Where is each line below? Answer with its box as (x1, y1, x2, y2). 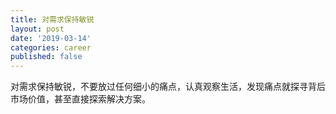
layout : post (10, 24, 65, 34)
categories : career (10, 42, 92, 53)
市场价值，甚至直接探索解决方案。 (10, 93, 151, 105)
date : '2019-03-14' (10, 33, 92, 43)
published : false (10, 52, 83, 62)
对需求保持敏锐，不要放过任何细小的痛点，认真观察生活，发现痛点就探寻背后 (10, 81, 326, 93)
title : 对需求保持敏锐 (10, 14, 95, 25)
